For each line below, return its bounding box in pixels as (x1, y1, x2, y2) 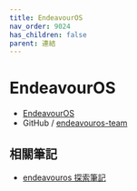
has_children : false (9, 30, 88, 39)
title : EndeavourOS (9, 13, 83, 23)
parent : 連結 (9, 38, 56, 48)
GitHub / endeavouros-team (22, 117, 128, 128)
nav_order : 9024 (9, 22, 71, 31)
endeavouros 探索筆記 (22, 172, 106, 183)
